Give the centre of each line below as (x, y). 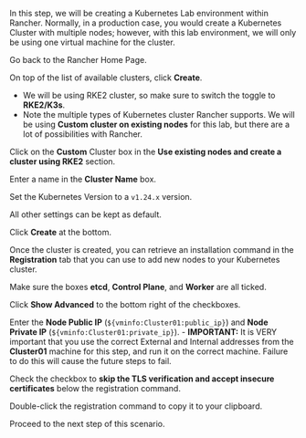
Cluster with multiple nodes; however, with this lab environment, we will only (153, 32)
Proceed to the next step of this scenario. (87, 424)
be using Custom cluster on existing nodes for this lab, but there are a (156, 124)
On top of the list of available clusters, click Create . (106, 78)
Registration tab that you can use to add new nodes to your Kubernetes (145, 260)
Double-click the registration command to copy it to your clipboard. (136, 406)
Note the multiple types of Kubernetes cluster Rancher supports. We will (158, 115)
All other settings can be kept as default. (86, 214)
